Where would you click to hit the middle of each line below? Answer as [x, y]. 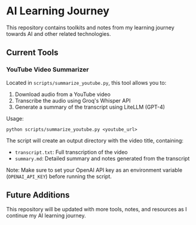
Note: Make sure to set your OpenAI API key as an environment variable [94, 170]
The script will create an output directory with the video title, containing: [95, 140]
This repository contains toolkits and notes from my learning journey [90, 27]
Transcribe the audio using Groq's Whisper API [73, 100]
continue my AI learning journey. [46, 215]
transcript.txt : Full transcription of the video [71, 152]
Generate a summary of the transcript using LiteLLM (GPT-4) [90, 107]
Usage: [15, 118]
